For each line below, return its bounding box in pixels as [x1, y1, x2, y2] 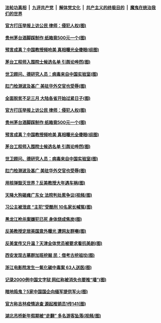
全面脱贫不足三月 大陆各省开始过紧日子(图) [5, 95, 91, 101]
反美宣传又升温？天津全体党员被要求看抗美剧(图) [5, 240, 102, 246]
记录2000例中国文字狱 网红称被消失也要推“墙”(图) [5, 277, 107, 282]
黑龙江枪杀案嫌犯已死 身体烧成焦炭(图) [5, 216, 82, 222]
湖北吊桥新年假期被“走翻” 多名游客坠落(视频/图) [5, 313, 101, 319]
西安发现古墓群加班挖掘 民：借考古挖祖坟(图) [5, 252, 95, 258]
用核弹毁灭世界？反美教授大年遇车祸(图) [5, 180, 85, 186]
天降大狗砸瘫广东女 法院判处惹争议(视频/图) [5, 192, 93, 198]
